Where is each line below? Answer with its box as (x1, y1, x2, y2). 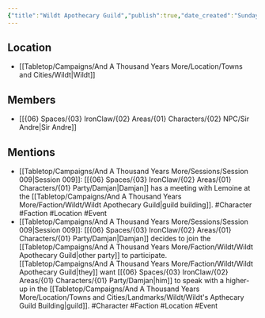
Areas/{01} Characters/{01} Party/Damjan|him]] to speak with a (18, 276, 225, 286)
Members (7, 93, 56, 107)
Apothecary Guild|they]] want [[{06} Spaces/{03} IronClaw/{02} (18, 267, 229, 277)
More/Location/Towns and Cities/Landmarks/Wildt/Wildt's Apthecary (18, 293, 244, 302)
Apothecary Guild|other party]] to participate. (18, 251, 168, 260)
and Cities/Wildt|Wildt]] (18, 70, 96, 80)
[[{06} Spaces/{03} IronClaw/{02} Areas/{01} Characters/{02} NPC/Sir (18, 114, 250, 123)
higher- (225, 276, 250, 286)
